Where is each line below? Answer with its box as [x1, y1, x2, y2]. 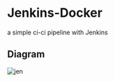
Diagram [7, 48, 45, 60]
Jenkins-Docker [7, 5, 103, 21]
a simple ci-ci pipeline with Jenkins [7, 28, 108, 36]
